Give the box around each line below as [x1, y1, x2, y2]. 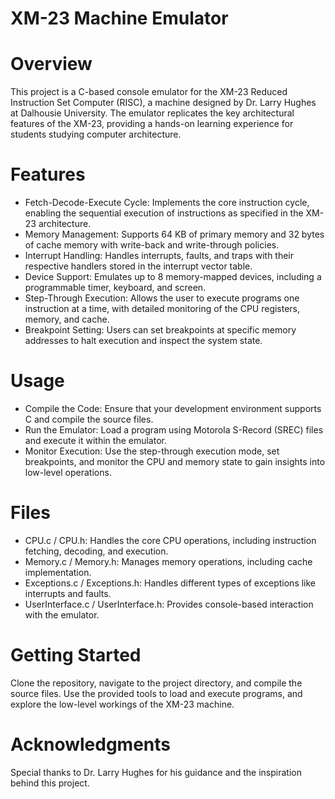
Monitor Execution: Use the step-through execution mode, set [24, 445, 280, 457]
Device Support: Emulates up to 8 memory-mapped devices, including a [24, 271, 322, 283]
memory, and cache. [24, 313, 110, 326]
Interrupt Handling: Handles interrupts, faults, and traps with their [24, 250, 295, 262]
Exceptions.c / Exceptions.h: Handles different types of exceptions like [24, 577, 317, 589]
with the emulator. [24, 608, 100, 621]
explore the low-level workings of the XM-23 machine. [10, 698, 235, 710]
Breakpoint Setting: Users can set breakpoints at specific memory [24, 324, 297, 336]
